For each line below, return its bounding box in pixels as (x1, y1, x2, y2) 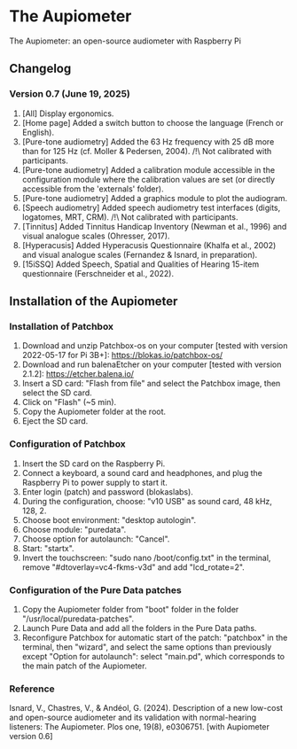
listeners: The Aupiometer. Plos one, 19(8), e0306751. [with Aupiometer (9, 722, 270, 732)
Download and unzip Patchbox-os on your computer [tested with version (21, 340, 288, 351)
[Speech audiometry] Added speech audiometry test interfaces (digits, (21, 202, 281, 213)
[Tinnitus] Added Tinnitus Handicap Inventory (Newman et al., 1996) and (21, 221, 287, 231)
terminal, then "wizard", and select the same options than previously (21, 641, 272, 652)
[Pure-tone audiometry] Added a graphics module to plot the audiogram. (21, 192, 288, 203)
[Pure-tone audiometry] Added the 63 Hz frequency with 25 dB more (21, 136, 275, 147)
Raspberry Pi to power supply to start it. (21, 477, 168, 488)
